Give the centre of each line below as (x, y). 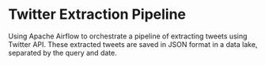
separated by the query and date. (62, 52)
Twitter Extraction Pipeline (97, 14)
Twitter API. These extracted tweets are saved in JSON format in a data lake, (133, 44)
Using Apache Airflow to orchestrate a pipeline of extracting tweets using (128, 36)
